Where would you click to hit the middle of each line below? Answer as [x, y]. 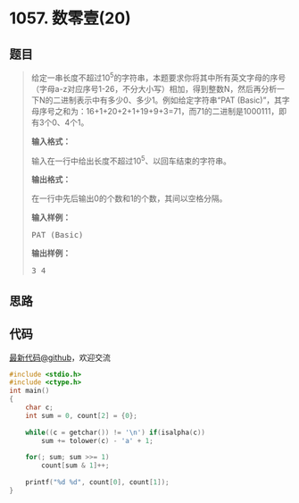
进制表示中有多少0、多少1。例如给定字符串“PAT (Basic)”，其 [172, 100]
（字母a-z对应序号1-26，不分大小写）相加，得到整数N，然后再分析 [154, 88]
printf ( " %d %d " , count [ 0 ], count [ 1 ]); [97, 482]
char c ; [39, 407]
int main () [29, 391]
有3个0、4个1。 [60, 122]
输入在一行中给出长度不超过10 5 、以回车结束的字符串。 [131, 160]
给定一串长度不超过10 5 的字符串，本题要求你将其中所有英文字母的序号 [158, 77]
